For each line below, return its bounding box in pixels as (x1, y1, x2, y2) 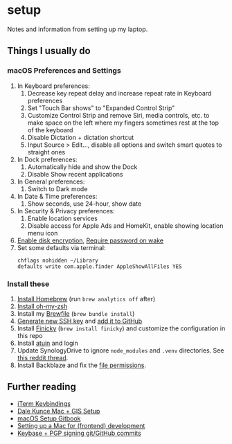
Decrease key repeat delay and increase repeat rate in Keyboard (27, 89, 212, 97)
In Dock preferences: (17, 155, 78, 163)
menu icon (27, 229, 58, 237)
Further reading (7, 381, 76, 393)
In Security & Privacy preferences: (17, 206, 116, 215)
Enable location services (27, 214, 98, 222)
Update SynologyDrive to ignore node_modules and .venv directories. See (17, 346, 224, 355)
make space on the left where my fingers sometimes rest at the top (27, 118, 220, 127)
